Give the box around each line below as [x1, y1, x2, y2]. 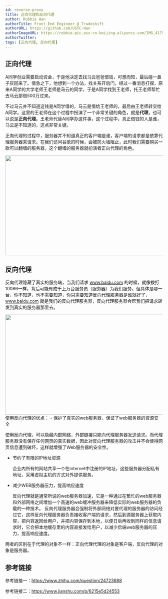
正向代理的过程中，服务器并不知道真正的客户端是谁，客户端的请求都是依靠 [5, 132, 158, 138]
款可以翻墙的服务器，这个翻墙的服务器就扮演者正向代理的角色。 [5, 145, 136, 151]
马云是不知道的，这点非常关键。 [5, 122, 71, 128]
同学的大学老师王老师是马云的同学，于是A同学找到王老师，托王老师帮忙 [12, 86, 160, 92]
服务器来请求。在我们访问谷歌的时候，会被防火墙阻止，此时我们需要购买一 [9, 138, 163, 145]
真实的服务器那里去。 [13, 304, 58, 310]
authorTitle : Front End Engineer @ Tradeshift [5, 21, 104, 26]
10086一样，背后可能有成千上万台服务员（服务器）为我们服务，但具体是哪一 [5, 286, 162, 292]
